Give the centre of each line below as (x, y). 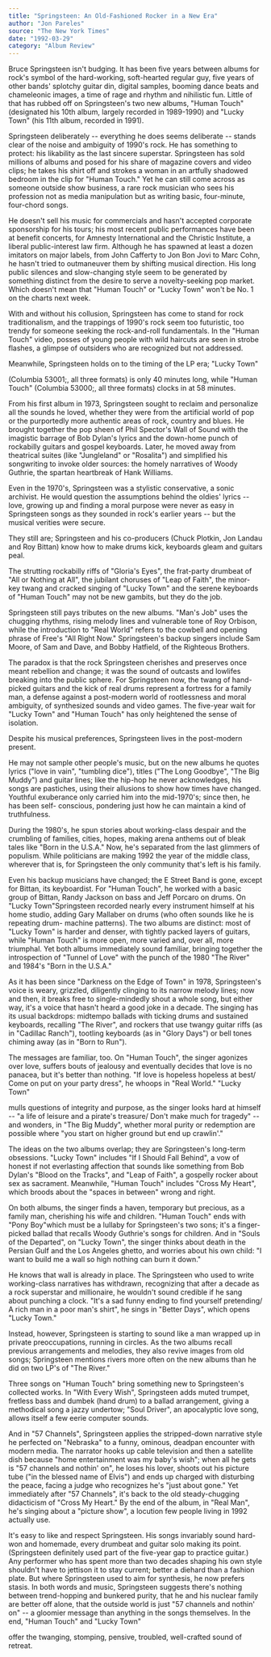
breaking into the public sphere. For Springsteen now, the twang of (119, 680)
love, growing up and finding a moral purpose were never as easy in (121, 506)
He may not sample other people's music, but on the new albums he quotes (134, 763)
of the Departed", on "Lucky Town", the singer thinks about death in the (127, 1242)
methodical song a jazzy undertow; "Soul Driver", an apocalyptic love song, (134, 1409)
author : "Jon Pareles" (46, 23)
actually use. (29, 1520)
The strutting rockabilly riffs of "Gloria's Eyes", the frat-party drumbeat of (130, 571)
